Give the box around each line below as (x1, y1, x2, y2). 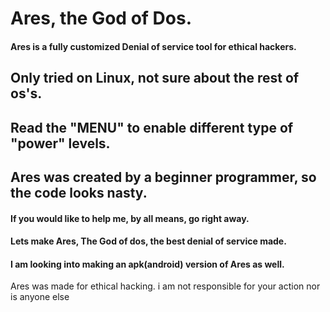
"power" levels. (10, 135, 111, 152)
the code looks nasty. (10, 184, 148, 201)
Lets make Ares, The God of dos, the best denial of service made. (10, 235, 287, 247)
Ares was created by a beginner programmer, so (10, 168, 317, 186)
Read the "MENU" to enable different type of (10, 119, 294, 136)
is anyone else (10, 291, 70, 303)
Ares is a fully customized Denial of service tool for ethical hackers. (10, 40, 297, 52)
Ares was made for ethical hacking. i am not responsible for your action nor (10, 280, 321, 292)
